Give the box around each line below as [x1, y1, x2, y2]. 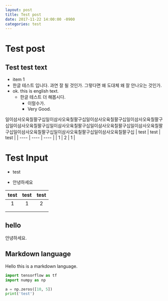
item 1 [12, 77, 25, 83]
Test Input [5, 152, 49, 164]
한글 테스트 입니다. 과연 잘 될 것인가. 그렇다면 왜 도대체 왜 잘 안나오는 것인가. [12, 83, 162, 89]
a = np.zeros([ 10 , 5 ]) [5, 286, 53, 292]
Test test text [5, 63, 48, 71]
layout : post [5, 7, 33, 13]
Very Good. [27, 106, 51, 112]
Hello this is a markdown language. [5, 263, 78, 269]
